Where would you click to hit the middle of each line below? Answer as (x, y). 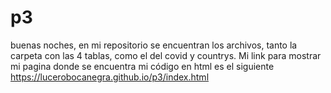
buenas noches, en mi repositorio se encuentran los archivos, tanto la (154, 45)
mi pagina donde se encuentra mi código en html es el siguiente (142, 66)
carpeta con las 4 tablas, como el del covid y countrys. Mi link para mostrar (166, 55)
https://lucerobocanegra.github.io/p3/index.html (110, 77)
